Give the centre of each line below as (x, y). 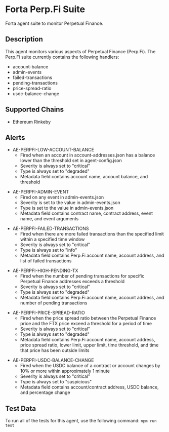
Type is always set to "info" (49, 250)
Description (24, 39)
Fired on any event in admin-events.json (62, 197)
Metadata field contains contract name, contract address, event (87, 213)
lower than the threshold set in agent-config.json (71, 161)
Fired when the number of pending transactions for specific (82, 276)
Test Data (21, 408)
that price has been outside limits (55, 350)
